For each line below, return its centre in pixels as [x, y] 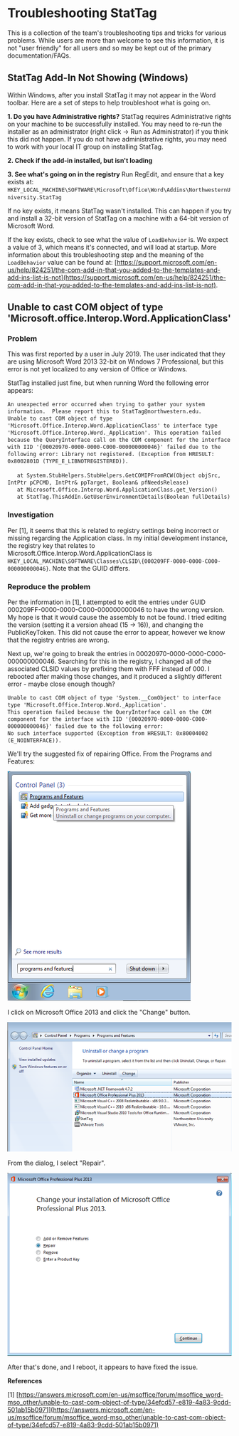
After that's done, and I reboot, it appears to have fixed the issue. [103, 1367]
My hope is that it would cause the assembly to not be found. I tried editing [117, 618]
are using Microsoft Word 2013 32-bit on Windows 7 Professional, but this [116, 361]
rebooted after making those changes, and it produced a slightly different [115, 677]
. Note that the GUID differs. [89, 568]
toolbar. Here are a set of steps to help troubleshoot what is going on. [109, 102]
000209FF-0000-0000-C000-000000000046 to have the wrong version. [116, 610]
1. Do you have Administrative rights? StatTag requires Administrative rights [119, 116]
